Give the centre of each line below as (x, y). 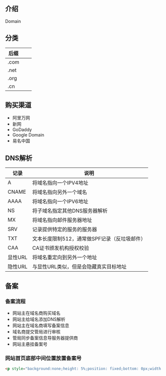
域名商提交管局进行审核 (36, 331)
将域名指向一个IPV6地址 (60, 202)
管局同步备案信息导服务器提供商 (45, 338)
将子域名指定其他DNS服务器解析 (70, 211)
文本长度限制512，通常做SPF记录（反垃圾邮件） (89, 239)
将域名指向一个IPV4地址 (60, 183)
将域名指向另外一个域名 (60, 192)
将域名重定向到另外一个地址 (65, 257)
